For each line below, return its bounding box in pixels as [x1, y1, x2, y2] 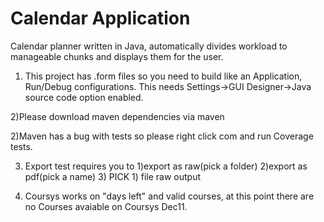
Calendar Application [10, 7, 191, 30]
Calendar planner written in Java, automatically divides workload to [10, 40, 288, 52]
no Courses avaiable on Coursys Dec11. [24, 200, 188, 212]
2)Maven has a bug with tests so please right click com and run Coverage [10, 130, 314, 142]
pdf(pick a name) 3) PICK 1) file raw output [24, 170, 202, 182]
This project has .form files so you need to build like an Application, [24, 70, 303, 82]
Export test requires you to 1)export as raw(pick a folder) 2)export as [24, 160, 308, 172]
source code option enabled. [24, 91, 144, 103]
